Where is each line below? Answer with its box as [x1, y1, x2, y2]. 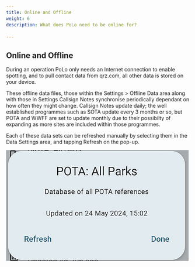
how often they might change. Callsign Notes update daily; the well [6, 102, 168, 109]
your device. [6, 78, 36, 85]
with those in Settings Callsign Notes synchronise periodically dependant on [6, 96, 190, 103]
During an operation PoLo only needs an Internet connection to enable [6, 66, 175, 73]
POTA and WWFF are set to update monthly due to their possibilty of [6, 115, 171, 122]
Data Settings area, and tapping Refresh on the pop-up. [6, 138, 140, 146]
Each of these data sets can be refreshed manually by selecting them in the [6, 132, 188, 139]
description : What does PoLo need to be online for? [6, 22, 137, 28]
